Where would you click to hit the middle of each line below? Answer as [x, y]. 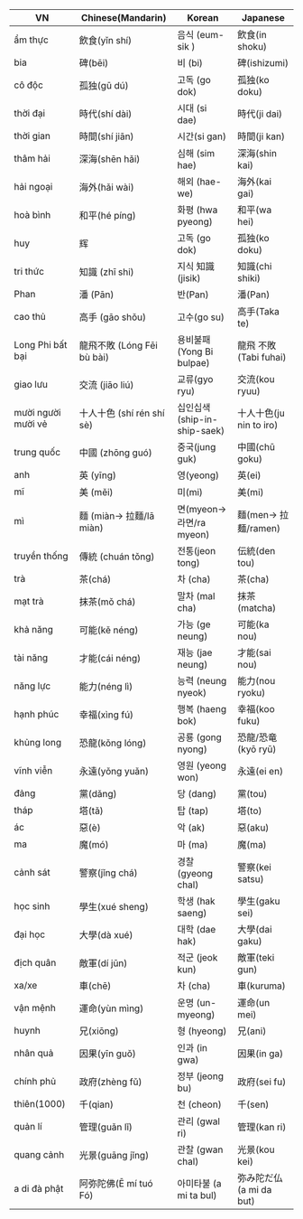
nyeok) [192, 693]
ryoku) [252, 693]
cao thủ [30, 317]
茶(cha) [253, 579]
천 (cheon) [200, 1104]
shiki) [249, 278]
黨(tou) [252, 794]
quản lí [28, 1126]
